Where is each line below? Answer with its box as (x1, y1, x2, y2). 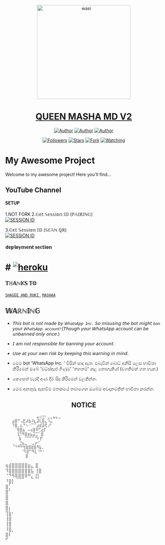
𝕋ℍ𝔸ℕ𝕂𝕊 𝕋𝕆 (5, 280, 37, 287)
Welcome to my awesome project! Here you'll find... (5, 171, 111, 177)
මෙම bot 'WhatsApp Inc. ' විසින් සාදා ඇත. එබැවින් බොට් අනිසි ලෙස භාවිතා (12, 360, 157, 366)
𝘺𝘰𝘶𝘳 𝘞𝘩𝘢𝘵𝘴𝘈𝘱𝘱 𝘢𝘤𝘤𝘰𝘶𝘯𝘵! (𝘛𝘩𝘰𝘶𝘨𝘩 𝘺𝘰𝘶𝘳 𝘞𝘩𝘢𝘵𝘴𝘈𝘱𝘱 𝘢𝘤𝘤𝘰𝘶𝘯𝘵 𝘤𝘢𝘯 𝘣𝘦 (12, 326, 149, 332)
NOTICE (71, 401, 96, 409)
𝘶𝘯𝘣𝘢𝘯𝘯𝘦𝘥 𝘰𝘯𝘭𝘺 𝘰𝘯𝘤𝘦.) (12, 331, 60, 337)
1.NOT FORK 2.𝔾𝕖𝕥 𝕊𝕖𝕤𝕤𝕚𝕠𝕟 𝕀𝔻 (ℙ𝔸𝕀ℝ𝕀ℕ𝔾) (5, 211, 93, 218)
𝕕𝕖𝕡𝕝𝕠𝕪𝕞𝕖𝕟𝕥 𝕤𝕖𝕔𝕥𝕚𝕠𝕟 (5, 244, 52, 250)
